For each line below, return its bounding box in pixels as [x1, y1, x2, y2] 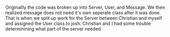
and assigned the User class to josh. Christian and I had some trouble [5, 20, 151, 26]
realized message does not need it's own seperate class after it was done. [5, 10, 161, 16]
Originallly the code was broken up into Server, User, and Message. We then [5, 5, 165, 10]
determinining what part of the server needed [5, 26, 101, 32]
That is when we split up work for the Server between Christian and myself [5, 15, 162, 21]
